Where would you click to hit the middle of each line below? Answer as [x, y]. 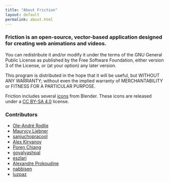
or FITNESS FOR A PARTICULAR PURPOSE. [51, 86]
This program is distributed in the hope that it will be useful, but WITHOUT [82, 75]
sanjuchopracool [30, 136]
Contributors [22, 114]
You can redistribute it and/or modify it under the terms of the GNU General [84, 54]
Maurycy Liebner [30, 131]
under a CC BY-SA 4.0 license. [37, 101]
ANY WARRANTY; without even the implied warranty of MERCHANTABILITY [84, 81]
